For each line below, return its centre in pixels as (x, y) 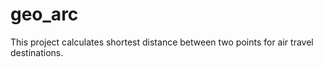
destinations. (37, 52)
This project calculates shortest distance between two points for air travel (162, 42)
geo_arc (44, 14)
